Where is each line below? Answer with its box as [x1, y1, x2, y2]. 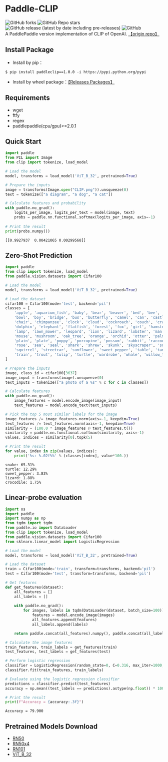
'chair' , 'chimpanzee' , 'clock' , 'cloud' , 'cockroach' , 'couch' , [14, 320, 153, 325]
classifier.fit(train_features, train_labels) [5, 668, 104, 673]
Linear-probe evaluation [5, 493, 82, 502]
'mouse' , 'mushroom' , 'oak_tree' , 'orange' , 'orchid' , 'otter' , [14, 333, 151, 339]
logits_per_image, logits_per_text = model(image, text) [14, 210, 135, 215]
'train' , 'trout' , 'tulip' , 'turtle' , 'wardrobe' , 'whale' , [14, 352, 142, 357]
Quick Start [5, 137, 41, 145]
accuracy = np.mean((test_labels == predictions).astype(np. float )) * [5, 686, 155, 691]
